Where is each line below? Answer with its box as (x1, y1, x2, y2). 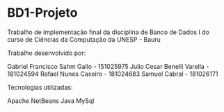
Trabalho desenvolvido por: (7, 49, 86, 57)
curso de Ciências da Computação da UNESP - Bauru (7, 35, 161, 43)
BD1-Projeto (7, 5, 78, 21)
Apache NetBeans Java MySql (7, 96, 95, 105)
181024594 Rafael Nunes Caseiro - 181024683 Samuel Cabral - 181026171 (7, 70, 218, 78)
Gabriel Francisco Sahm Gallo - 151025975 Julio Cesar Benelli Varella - (7, 62, 209, 70)
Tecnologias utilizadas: (7, 83, 73, 91)
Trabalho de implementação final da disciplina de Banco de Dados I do (7, 28, 210, 36)
